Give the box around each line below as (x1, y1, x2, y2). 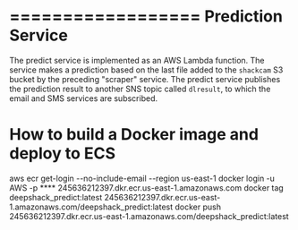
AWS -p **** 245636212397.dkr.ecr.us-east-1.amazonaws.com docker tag (9, 182, 284, 193)
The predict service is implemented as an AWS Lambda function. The (9, 55, 266, 65)
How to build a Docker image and (9, 124, 260, 145)
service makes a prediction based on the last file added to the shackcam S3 (9, 64, 284, 75)
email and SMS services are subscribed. (9, 92, 158, 104)
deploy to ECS (9, 143, 116, 164)
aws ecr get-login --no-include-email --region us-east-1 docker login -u (9, 173, 276, 183)
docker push (174, 201, 222, 212)
